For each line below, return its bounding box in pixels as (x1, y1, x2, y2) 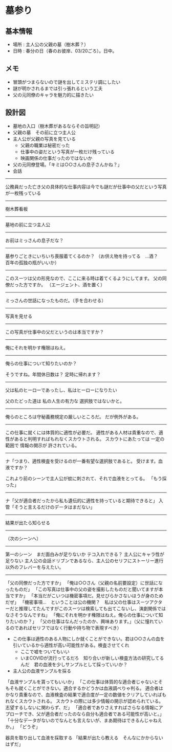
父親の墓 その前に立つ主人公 (12, 129, 76, 135)
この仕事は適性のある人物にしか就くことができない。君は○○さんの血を (12, 635, 165, 641)
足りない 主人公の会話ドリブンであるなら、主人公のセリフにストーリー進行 (5, 557, 164, 563)
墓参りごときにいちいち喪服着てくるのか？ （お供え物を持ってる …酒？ (5, 253, 158, 259)
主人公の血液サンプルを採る (12, 668, 72, 674)
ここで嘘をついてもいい (20, 648, 70, 654)
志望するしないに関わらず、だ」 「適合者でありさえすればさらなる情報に (5, 704, 159, 710)
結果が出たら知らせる (5, 520, 50, 526)
